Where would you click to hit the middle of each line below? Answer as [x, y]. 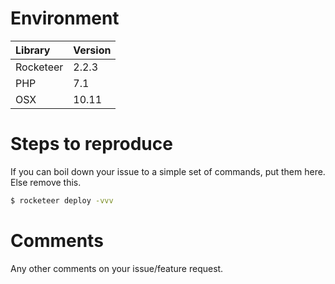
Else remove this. [46, 182]
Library [33, 50]
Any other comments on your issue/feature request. [117, 268]
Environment [65, 18]
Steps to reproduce [91, 144]
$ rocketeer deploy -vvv [62, 200]
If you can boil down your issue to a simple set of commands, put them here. [168, 171]
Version [92, 50]
